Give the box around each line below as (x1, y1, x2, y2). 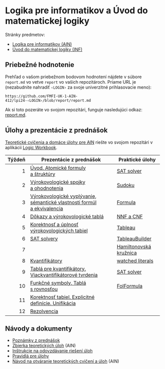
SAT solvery (30, 235, 58, 242)
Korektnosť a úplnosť (30, 221, 79, 228)
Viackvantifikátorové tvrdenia (30, 271, 98, 278)
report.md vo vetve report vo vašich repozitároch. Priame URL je (5, 79, 137, 85)
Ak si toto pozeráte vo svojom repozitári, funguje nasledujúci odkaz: (5, 106, 142, 113)
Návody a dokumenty (5, 324, 73, 333)
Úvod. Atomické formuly (30, 164, 86, 171)
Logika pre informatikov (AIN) (12, 41, 72, 47)
